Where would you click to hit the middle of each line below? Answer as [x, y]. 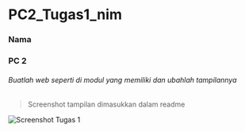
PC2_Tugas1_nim [65, 15]
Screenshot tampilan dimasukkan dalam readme [106, 104]
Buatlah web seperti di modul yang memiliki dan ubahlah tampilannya [122, 80]
